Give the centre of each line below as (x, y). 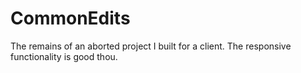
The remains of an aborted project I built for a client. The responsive (151, 46)
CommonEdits (70, 18)
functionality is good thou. (64, 56)
